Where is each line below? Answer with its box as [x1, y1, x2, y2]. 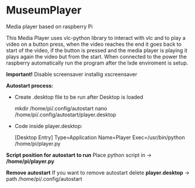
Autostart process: [6, 82, 54, 89]
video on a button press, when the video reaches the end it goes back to [6, 41, 182, 48]
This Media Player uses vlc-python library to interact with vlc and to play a [6, 34, 186, 41]
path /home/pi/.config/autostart [6, 175, 82, 182]
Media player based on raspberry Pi [6, 23, 93, 30]
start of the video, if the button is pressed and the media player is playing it [6, 46, 188, 53]
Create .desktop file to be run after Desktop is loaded [14, 93, 144, 100]
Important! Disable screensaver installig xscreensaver [6, 70, 137, 78]
